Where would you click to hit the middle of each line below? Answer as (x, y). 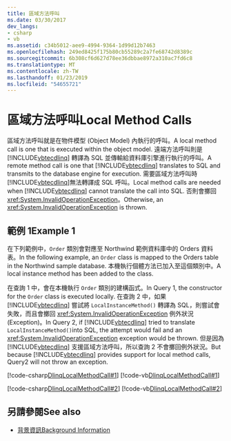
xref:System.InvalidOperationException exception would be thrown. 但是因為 (115, 338)
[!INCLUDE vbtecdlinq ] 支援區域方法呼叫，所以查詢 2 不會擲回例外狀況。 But (114, 347)
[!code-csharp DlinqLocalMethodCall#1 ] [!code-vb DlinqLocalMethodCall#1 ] (113, 375)
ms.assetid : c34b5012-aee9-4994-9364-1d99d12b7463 (81, 45)
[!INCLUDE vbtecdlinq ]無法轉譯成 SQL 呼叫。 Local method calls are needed (114, 183)
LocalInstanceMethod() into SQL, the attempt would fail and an (95, 330)
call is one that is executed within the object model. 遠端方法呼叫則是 (105, 150)
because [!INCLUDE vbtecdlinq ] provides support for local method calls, (109, 355)
